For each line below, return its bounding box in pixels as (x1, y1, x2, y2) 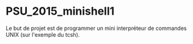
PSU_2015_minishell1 (5, 4, 115, 18)
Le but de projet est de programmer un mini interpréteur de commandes (5, 24, 187, 32)
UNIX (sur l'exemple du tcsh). (5, 31, 80, 38)
